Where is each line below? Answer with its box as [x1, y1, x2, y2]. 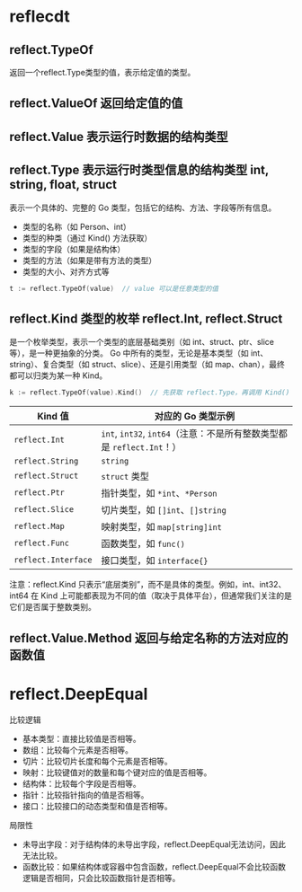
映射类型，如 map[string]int [101, 521, 223, 534]
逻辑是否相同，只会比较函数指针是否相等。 [22, 873, 181, 884]
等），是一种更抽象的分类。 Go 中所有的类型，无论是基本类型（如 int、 [9, 348, 268, 358]
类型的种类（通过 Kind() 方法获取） [22, 232, 153, 243]
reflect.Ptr [13, 488, 66, 498]
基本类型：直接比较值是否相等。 [22, 734, 141, 745]
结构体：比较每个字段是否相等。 [22, 779, 141, 790]
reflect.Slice [13, 505, 75, 515]
